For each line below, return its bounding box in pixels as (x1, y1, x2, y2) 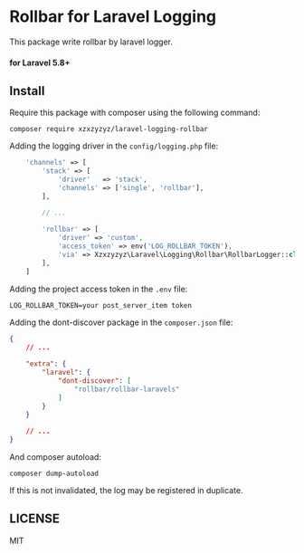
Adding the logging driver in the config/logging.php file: (9, 140, 219, 151)
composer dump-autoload (9, 469, 100, 479)
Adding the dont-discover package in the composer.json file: (9, 317, 233, 328)
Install (9, 83, 45, 99)
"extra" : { (25, 359, 67, 368)
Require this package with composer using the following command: (9, 107, 261, 119)
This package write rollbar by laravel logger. (9, 36, 174, 47)
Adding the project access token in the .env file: (9, 283, 188, 294)
